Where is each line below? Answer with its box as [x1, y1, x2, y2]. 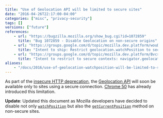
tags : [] [5, 20, 23, 26]
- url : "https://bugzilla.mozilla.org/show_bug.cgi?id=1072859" [14, 34, 147, 39]
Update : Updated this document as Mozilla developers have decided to [5, 98, 147, 104]
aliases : [5, 61, 23, 66]
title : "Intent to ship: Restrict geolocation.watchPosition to [17, 47, 151, 52]
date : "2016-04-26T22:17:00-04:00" [5, 12, 77, 16]
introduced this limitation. [5, 89, 56, 94]
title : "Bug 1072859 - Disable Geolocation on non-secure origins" [17, 39, 158, 43]
